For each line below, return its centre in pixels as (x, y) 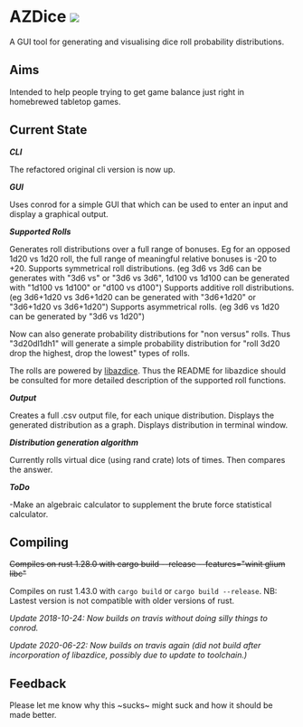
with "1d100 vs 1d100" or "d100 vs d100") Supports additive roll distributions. (152, 288)
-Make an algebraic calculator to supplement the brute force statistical (141, 505)
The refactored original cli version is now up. (93, 169)
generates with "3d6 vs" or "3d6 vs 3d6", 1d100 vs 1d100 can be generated (150, 278)
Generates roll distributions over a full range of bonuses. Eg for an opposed (150, 249)
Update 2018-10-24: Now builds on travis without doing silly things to (139, 618)
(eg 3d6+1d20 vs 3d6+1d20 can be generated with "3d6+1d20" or (133, 297)
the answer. (31, 469)
